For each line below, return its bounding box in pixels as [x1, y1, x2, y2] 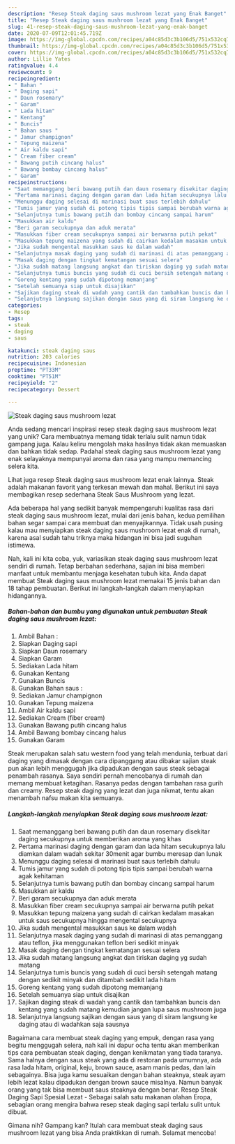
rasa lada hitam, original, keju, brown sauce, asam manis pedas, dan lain [8, 1063, 215, 1071]
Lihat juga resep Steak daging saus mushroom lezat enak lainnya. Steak [8, 475, 215, 483]
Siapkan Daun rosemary [17, 647, 88, 656]
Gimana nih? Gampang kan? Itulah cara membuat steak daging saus [8, 1121, 203, 1130]
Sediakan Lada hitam [17, 662, 79, 670]
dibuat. [8, 1108, 29, 1116]
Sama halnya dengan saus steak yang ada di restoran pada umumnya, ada [8, 1056, 222, 1064]
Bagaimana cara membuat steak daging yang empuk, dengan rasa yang [8, 1034, 215, 1042]
